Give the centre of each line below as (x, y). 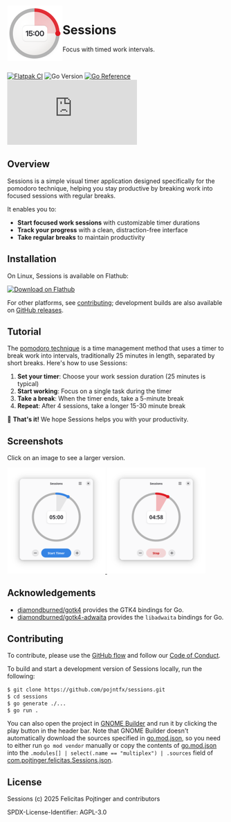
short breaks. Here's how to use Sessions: (67, 363)
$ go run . (23, 711)
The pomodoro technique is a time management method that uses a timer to (115, 349)
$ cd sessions (28, 697)
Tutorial (24, 332)
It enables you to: (32, 209)
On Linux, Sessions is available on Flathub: (68, 276)
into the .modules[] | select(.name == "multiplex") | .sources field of (110, 753)
